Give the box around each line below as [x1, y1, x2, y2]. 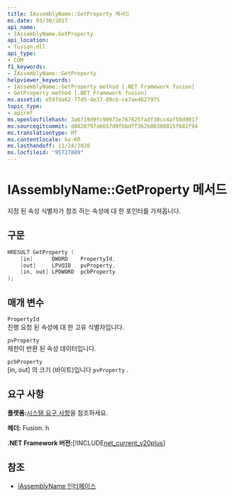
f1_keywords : [7, 63, 46, 70]
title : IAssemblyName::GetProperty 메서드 [7, 10, 130, 18]
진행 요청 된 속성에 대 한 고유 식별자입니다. [7, 322, 125, 331]
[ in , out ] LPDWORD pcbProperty [20, 268, 116, 275]
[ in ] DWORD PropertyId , [20, 255, 116, 263]
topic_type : [7, 103, 43, 110]
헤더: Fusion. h [7, 423, 50, 432]
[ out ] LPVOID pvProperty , [20, 262, 116, 269]
